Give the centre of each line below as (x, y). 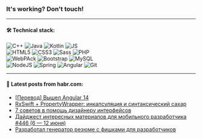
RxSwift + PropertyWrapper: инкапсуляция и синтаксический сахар (101, 104)
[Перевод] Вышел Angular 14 (52, 97)
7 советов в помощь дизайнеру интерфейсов (73, 110)
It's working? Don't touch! (45, 9)
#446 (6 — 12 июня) (40, 123)
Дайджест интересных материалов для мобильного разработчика (101, 116)
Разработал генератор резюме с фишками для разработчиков (95, 129)
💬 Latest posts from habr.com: (45, 84)
